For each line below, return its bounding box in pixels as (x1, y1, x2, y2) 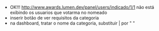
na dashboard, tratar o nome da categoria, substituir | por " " (9, 20, 135, 26)
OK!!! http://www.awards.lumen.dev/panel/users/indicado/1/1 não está (9, 4, 154, 10)
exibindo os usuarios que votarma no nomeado (9, 9, 107, 15)
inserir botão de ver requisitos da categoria (9, 15, 99, 20)
